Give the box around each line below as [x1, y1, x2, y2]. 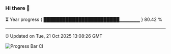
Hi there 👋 [5, 5, 31, 12]
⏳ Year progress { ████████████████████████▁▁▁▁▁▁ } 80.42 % [5, 16, 163, 22]
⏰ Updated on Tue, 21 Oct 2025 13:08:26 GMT [5, 33, 103, 39]
